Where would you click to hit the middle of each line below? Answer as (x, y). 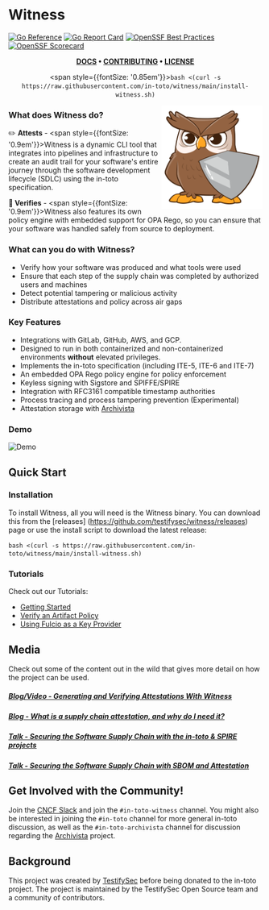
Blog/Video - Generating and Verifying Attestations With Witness (120, 696)
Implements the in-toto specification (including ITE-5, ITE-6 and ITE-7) (137, 365)
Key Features (35, 322)
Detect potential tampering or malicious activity (98, 293)
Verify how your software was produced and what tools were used (130, 267)
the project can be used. (49, 677)
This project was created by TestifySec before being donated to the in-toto (132, 881)
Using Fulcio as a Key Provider (70, 624)
